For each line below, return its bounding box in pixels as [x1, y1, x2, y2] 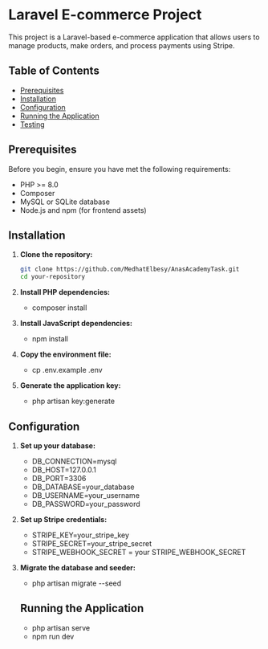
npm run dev [31, 631, 75, 641]
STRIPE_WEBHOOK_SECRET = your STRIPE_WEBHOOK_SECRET [31, 547, 246, 557]
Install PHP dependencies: [19, 288, 111, 297]
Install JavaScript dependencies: [19, 319, 133, 329]
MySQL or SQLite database [19, 197, 111, 206]
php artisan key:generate [31, 396, 115, 406]
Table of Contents [8, 64, 100, 78]
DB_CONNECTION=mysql [31, 456, 117, 466]
